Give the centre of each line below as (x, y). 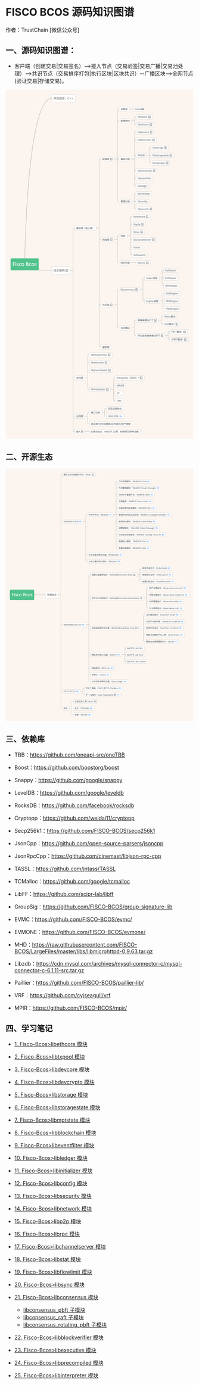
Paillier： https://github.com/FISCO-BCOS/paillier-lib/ (79, 982)
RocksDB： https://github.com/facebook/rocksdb (74, 805)
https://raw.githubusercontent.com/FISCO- (85, 944)
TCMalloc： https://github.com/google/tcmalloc (72, 881)
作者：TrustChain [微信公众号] (43, 30)
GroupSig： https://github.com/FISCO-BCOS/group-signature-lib (93, 907)
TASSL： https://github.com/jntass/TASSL (65, 869)
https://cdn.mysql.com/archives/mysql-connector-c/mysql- (109, 963)
